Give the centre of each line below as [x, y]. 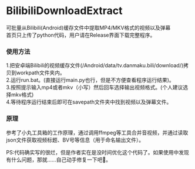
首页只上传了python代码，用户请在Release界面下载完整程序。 [81, 35]
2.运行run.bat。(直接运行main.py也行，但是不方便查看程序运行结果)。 [90, 80]
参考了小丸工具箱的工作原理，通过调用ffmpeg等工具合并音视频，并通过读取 [97, 132]
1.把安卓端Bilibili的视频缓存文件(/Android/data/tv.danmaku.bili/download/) [95, 65]
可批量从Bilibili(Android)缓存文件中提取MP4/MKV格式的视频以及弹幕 [88, 27]
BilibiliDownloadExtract [64, 11]
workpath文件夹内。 [41, 73]
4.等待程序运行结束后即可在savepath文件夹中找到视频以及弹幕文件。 [89, 102]
